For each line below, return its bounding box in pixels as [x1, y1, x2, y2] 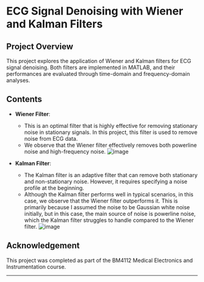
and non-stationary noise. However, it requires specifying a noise [24, 178, 188, 185]
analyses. [6, 77, 30, 84]
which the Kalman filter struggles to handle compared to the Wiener [24, 217, 194, 224]
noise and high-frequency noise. [24, 147, 106, 155]
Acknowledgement [6, 241, 80, 251]
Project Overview [6, 41, 73, 52]
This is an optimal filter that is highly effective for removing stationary [24, 122, 198, 129]
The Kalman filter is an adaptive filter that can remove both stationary [24, 171, 198, 178]
